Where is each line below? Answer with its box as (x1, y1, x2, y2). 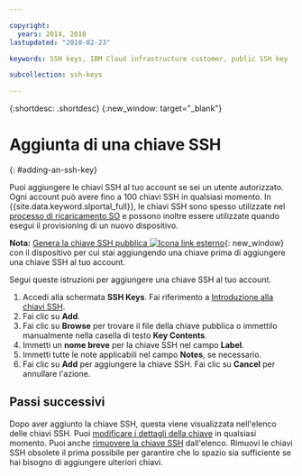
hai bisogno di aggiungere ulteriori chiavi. (9, 456, 164, 467)
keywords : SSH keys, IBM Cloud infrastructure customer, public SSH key (9, 54, 288, 63)
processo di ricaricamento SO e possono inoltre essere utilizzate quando (9, 211, 280, 222)
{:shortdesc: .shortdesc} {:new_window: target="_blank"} (9, 103, 223, 114)
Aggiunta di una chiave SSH (9, 134, 222, 155)
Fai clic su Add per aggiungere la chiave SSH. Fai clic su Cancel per (22, 359, 276, 370)
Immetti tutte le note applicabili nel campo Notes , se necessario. (22, 349, 262, 361)
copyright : (9, 21, 50, 30)
